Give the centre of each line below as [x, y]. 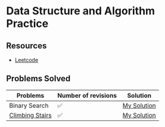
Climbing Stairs [30, 115]
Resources [27, 46]
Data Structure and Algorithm [81, 11]
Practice [27, 24]
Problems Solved [38, 79]
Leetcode [27, 60]
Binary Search [29, 106]
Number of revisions [87, 95]
